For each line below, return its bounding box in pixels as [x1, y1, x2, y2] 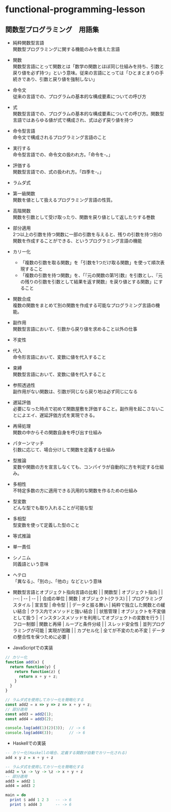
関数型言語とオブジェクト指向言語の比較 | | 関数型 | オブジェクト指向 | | [12, 589, 163, 595]
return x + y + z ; [18, 674, 58, 679]
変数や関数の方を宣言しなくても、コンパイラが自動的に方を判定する [12, 464, 155, 470]
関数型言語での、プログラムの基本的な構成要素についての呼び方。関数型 [12, 111, 164, 117]
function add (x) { [5, 659, 44, 665]
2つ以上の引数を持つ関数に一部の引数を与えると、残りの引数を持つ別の [12, 231, 163, 237]
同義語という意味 [12, 561, 49, 567]
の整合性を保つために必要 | [12, 634, 70, 640]
